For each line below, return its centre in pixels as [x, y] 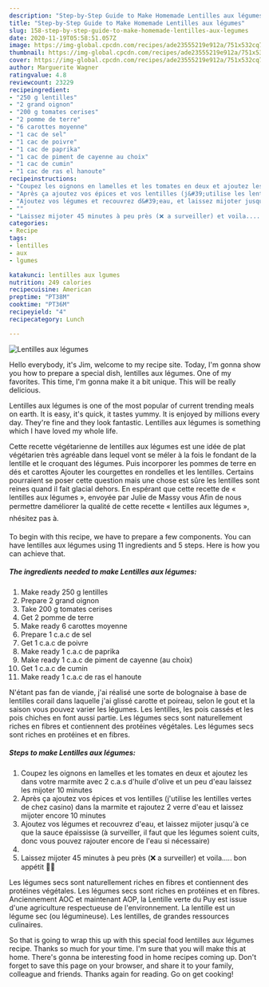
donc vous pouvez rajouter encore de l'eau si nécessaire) [115, 841]
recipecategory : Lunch [47, 319]
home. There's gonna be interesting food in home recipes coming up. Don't [133, 957]
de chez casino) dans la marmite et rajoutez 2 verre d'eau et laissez [132, 807]
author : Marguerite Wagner [54, 68]
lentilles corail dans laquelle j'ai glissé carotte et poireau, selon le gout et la [132, 701]
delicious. [25, 390]
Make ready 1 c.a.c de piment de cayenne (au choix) [107, 660]
